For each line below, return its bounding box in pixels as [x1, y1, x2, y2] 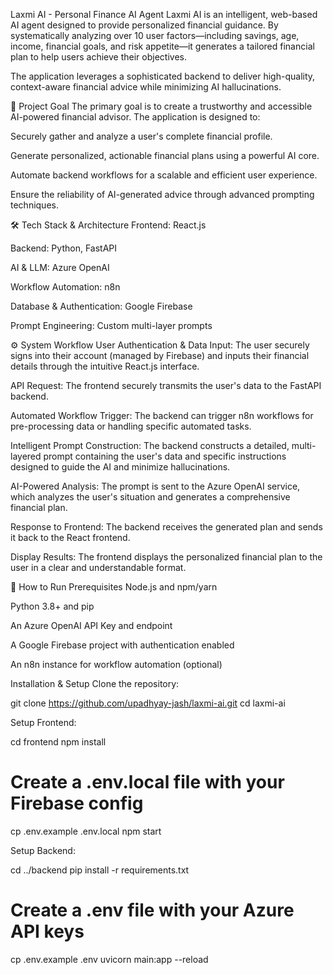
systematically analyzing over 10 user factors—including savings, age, [10, 30, 300, 41]
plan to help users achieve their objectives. [10, 51, 187, 63]
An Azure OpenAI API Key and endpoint [10, 620, 173, 631]
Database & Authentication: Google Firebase [10, 300, 193, 312]
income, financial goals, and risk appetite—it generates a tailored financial [10, 40, 315, 52]
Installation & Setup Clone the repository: [10, 678, 180, 689]
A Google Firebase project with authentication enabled [10, 639, 235, 651]
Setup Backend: [10, 844, 76, 856]
